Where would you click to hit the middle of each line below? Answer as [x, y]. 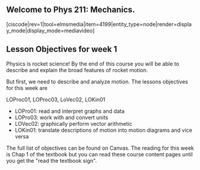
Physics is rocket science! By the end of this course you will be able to [93, 64]
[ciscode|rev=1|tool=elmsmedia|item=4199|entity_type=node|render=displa [99, 24]
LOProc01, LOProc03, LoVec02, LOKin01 [56, 99]
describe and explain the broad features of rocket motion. [77, 70]
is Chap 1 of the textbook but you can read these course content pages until [99, 154]
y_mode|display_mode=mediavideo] [50, 30]
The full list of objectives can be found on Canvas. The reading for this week [100, 148]
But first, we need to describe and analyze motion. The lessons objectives [97, 81]
